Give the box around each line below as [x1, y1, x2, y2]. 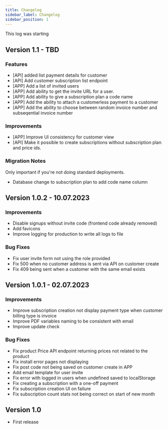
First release [12, 419, 39, 425]
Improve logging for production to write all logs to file [12, 231, 123, 237]
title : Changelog [5, 7, 42, 13]
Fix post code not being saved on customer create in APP [12, 364, 133, 370]
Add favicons [12, 226, 40, 232]
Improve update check [12, 324, 60, 330]
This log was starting [5, 31, 49, 37]
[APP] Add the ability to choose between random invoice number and [12, 104, 158, 111]
